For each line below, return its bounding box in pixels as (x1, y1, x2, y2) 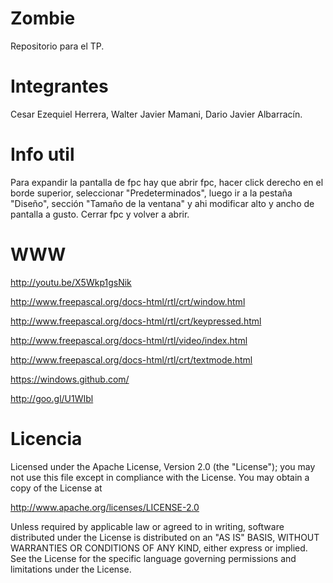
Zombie (10, 7, 76, 30)
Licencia (10, 427, 83, 450)
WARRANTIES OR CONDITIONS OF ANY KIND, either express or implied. (10, 542, 308, 554)
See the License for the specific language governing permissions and (10, 552, 297, 564)
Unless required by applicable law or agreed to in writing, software (10, 520, 285, 532)
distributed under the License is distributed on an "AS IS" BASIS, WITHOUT (10, 531, 320, 543)
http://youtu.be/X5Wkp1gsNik (10, 276, 132, 288)
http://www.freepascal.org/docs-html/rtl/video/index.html (10, 334, 248, 346)
